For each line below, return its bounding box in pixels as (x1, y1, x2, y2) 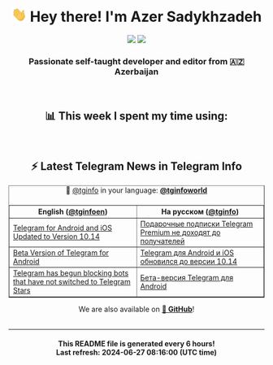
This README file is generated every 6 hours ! (58, 339, 215, 349)
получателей (140, 236, 185, 246)
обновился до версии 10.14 (140, 256, 238, 266)
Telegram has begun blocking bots (13, 268, 129, 278)
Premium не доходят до (140, 227, 221, 237)
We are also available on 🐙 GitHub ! (78, 304, 195, 314)
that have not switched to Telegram (13, 277, 132, 287)
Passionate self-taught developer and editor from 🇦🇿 (28, 55, 245, 67)
